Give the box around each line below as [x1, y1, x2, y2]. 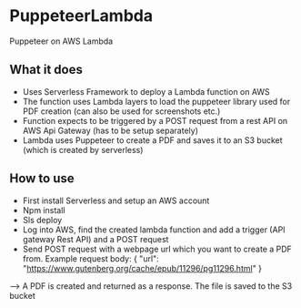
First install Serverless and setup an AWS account [22, 195, 210, 206]
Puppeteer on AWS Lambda [9, 36, 114, 46]
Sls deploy [22, 214, 63, 225]
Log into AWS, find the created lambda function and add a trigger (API [22, 224, 286, 235]
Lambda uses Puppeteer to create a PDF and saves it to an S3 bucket [22, 134, 284, 146]
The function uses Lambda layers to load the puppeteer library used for [22, 96, 291, 107]
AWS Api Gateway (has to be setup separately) [22, 125, 198, 136]
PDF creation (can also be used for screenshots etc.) [22, 106, 221, 117]
